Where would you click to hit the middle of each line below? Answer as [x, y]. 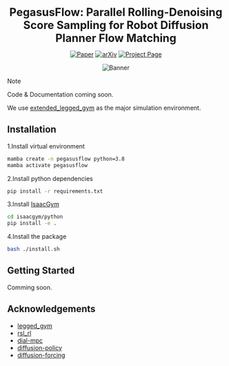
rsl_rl [24, 333]
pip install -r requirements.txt [55, 191]
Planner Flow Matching [116, 38]
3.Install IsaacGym [33, 204]
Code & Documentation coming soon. [60, 94]
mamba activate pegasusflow [48, 165]
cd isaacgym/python [35, 217]
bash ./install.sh [33, 249]
